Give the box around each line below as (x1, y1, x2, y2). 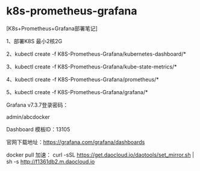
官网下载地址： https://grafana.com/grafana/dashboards (6, 138, 145, 145)
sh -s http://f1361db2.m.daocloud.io (6, 158, 95, 165)
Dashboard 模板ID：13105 (6, 125, 70, 133)
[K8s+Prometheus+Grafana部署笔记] (6, 25, 98, 32)
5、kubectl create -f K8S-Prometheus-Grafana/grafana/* (6, 88, 148, 95)
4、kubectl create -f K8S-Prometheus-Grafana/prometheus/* (6, 76, 160, 83)
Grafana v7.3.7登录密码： (6, 101, 69, 109)
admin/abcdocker (6, 113, 50, 121)
